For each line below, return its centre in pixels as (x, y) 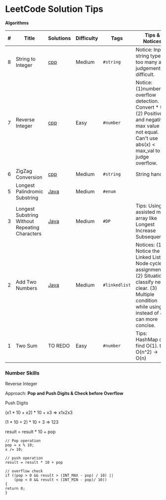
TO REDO (59, 345)
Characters (29, 233)
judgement (148, 68)
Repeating (27, 227)
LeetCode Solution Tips (54, 9)
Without (25, 221)
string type (148, 56)
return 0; (15, 489)
